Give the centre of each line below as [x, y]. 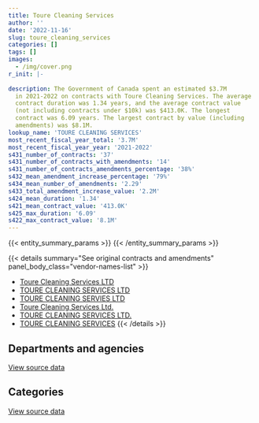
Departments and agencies [76, 349]
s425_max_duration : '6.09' [52, 213]
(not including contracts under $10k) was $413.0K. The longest [123, 111]
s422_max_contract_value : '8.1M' [63, 221]
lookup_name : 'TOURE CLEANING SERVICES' [76, 132]
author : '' [26, 23]
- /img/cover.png [44, 67]
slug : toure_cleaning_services [59, 37]
